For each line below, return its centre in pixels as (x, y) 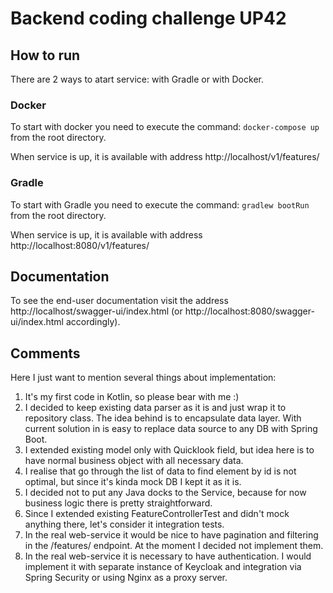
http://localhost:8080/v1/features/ (80, 245)
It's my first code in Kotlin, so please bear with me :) (132, 397)
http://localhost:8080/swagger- (249, 311)
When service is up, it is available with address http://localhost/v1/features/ (165, 157)
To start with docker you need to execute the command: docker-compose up (165, 127)
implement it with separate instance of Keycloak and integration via (163, 567)
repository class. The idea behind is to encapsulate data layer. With (163, 418)
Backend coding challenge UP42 (148, 18)
